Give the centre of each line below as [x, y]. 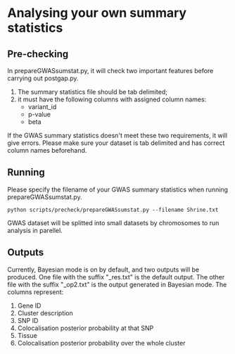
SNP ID [28, 320]
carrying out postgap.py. [43, 78]
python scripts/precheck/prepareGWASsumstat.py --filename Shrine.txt [113, 210]
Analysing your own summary [97, 13]
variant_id [42, 107]
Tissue [27, 335]
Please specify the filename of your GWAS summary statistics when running [118, 189]
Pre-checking [38, 54]
